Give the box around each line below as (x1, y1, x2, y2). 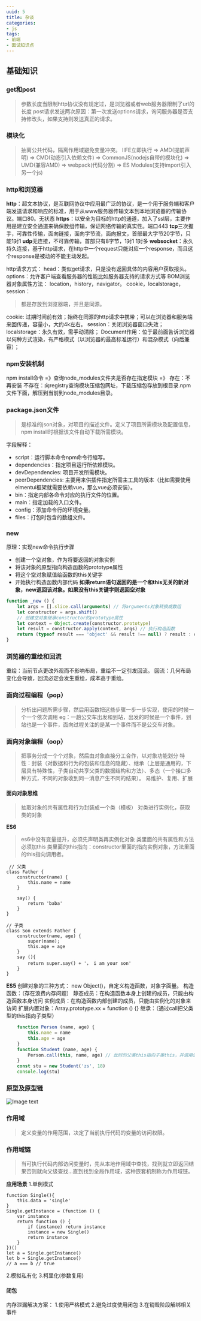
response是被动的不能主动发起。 (11, 252, 93, 260)
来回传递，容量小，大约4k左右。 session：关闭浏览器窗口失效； (6, 321, 165, 328)
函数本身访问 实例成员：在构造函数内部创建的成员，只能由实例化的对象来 (11, 997, 191, 1004)
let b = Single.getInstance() (6, 1255, 82, 1261)
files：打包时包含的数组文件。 (14, 513, 89, 520)
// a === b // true (6, 1260, 55, 1266)
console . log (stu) (17, 1069, 60, 1075)
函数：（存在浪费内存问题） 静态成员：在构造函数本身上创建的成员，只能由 (6, 990, 188, 997)
